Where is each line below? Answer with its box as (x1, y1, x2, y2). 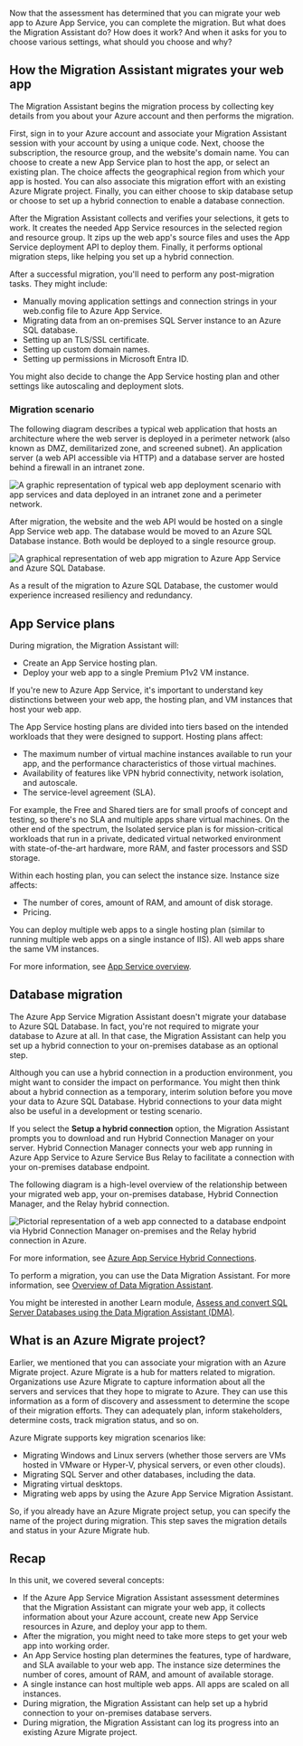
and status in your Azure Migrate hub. (9, 1524, 151, 1535)
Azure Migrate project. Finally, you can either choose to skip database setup (9, 185, 294, 196)
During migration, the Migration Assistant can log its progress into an (22, 1717, 279, 1728)
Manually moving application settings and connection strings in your (22, 296, 278, 307)
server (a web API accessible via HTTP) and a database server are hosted (9, 452, 285, 464)
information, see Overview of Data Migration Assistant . (9, 1279, 214, 1290)
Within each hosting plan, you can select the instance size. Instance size (9, 870, 280, 881)
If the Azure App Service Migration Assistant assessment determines (22, 1592, 280, 1603)
